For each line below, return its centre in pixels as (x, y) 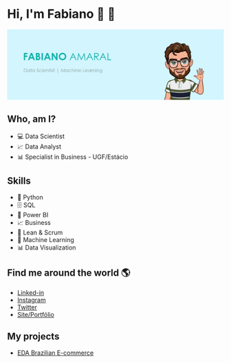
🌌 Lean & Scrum (40, 232)
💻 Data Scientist (41, 136)
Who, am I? (32, 119)
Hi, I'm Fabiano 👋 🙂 (61, 14)
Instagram (31, 300)
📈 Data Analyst (39, 146)
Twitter (27, 307)
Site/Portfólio (36, 315)
